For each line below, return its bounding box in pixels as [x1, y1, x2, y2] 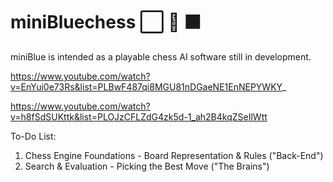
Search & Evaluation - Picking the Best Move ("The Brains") [24, 160, 270, 172]
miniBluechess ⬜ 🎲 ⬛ [10, 11, 202, 34]
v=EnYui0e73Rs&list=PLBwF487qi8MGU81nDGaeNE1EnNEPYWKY [10, 80, 283, 93]
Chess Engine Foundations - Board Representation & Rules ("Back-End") [24, 149, 324, 161]
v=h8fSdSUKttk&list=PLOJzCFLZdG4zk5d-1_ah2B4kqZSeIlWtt [10, 110, 268, 123]
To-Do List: [10, 130, 57, 142]
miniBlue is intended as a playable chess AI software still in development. [10, 50, 312, 63]
